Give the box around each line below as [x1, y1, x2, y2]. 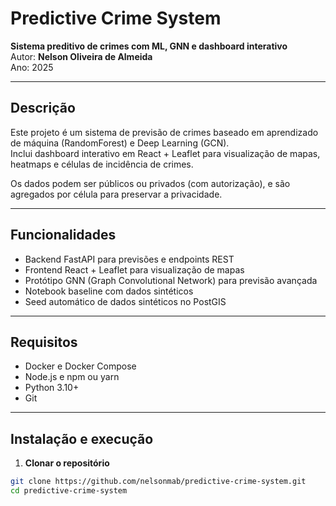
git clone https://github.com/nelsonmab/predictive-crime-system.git [10, 477, 307, 487]
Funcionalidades [10, 227, 117, 244]
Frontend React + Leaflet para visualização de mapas [24, 263, 245, 276]
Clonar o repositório [24, 457, 110, 469]
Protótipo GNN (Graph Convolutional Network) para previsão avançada [24, 274, 318, 286]
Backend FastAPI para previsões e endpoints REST [24, 253, 235, 265]
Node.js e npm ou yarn [24, 371, 120, 383]
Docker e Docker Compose [24, 360, 137, 372]
